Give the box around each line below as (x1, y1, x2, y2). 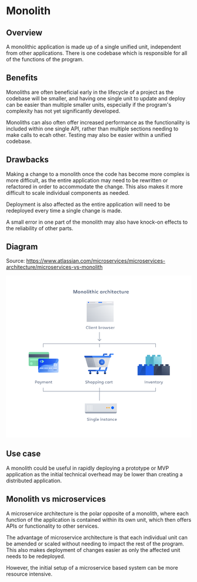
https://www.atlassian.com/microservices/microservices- (26, 257, 166, 264)
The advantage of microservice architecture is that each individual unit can (6, 534, 188, 541)
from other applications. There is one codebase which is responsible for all (6, 50, 188, 57)
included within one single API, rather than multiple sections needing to (6, 125, 179, 132)
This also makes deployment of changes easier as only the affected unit (6, 546, 181, 553)
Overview (6, 28, 43, 38)
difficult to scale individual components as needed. (6, 189, 130, 196)
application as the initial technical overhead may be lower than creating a (6, 470, 183, 478)
